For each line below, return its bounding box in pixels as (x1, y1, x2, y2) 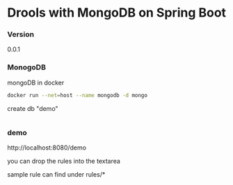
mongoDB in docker (7, 78, 65, 87)
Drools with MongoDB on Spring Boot (7, 5, 227, 21)
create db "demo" (7, 104, 58, 112)
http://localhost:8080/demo (7, 143, 87, 152)
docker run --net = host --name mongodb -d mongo (7, 91, 148, 98)
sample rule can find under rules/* (7, 170, 106, 178)
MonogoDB (7, 62, 47, 72)
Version (7, 30, 35, 39)
